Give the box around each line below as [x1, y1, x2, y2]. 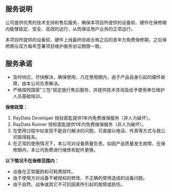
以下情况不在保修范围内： [5, 157, 59, 163]
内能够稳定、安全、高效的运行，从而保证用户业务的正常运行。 [5, 26, 136, 32]
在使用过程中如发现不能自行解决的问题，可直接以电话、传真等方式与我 [12, 127, 161, 134]
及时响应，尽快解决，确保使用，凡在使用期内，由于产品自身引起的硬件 [12, 74, 161, 80]
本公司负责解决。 [26, 80, 62, 86]
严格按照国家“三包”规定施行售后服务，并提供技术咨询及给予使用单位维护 [12, 86, 165, 93]
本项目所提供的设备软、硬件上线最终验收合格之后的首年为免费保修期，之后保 [5, 36, 167, 42]
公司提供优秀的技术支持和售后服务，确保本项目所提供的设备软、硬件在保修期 [5, 19, 167, 26]
